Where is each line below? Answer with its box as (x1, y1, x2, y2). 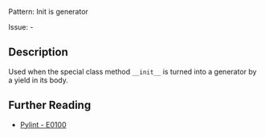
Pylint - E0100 (19, 119, 67, 129)
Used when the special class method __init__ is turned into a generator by (8, 66, 257, 76)
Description (8, 46, 68, 59)
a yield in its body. (8, 75, 68, 85)
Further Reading (8, 99, 92, 112)
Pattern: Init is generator (8, 7, 88, 16)
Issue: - (8, 22, 34, 31)
